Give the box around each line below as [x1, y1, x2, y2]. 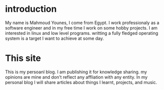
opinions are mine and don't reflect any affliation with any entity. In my [5, 74, 148, 80]
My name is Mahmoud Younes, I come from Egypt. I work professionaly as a [5, 20, 160, 26]
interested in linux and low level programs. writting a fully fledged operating [5, 30, 159, 36]
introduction [5, 3, 57, 15]
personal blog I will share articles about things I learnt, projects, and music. [5, 79, 158, 85]
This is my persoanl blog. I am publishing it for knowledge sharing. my [5, 69, 147, 75]
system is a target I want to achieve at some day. [5, 35, 104, 41]
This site [5, 53, 41, 64]
